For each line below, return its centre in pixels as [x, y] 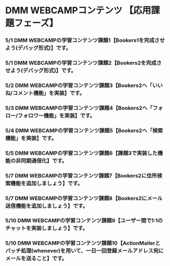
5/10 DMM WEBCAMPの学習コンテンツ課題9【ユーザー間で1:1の [84, 221]
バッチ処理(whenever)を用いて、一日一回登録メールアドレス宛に [84, 251]
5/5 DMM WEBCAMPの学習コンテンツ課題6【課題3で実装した [81, 153]
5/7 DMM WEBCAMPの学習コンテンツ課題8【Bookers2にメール [84, 198]
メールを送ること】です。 [36, 258]
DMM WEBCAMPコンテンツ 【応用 [78, 10]
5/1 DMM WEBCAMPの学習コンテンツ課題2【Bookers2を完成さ [83, 63]
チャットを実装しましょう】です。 [46, 228]
